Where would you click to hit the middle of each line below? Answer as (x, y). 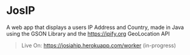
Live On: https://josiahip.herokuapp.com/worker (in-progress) (99, 45)
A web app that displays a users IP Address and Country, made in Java (95, 27)
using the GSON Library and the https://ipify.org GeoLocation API (88, 33)
